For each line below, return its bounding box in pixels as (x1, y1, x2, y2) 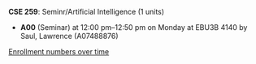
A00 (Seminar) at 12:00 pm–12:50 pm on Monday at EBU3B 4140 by (20, 23, 248, 32)
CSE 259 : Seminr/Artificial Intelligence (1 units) (8, 7, 165, 16)
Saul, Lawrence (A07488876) (20, 32, 119, 41)
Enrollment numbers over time (8, 47, 110, 56)
